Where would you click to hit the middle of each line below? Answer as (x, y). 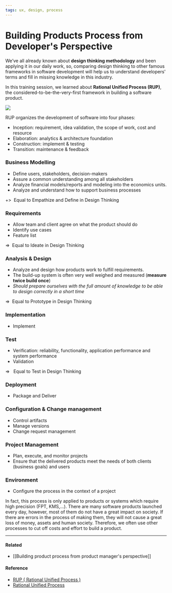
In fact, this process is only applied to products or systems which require (82, 501)
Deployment (21, 385)
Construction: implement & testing (49, 144)
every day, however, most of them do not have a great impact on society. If (84, 512)
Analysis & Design (28, 259)
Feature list (25, 235)
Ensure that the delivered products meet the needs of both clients (82, 461)
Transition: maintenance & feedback (51, 149)
